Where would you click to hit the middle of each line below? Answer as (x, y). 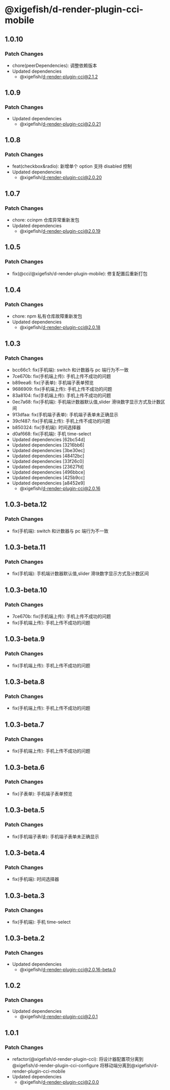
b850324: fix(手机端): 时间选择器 (46, 427)
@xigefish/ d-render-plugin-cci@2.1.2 (59, 76)
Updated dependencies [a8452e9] (48, 483)
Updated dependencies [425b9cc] (48, 477)
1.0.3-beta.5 (25, 810)
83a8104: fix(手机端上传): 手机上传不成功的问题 (62, 395)
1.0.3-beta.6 (25, 768)
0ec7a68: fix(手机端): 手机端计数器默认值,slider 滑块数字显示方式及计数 (86, 402)
